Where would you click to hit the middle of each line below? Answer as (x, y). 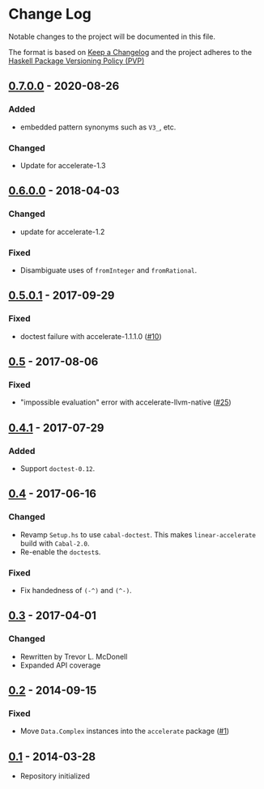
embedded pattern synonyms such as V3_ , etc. (98, 127)
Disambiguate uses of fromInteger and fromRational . (109, 270)
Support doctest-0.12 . (57, 468)
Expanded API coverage (60, 665)
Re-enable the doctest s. (60, 552)
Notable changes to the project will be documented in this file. (112, 36)
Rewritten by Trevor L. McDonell (74, 656)
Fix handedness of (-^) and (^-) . (76, 590)
